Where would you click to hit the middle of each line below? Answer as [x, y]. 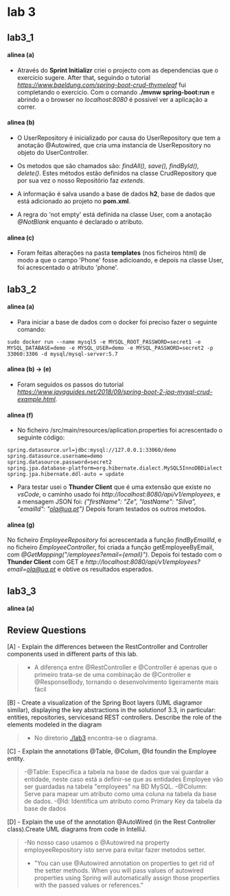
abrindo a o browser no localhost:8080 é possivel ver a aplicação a [112, 99]
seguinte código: [41, 437]
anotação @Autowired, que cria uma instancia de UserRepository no [114, 145]
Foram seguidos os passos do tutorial [70, 384]
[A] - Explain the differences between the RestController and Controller [107, 647]
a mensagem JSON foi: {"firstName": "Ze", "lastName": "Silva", [107, 502]
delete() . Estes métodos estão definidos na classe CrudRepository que [117, 173]
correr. [26, 107]
